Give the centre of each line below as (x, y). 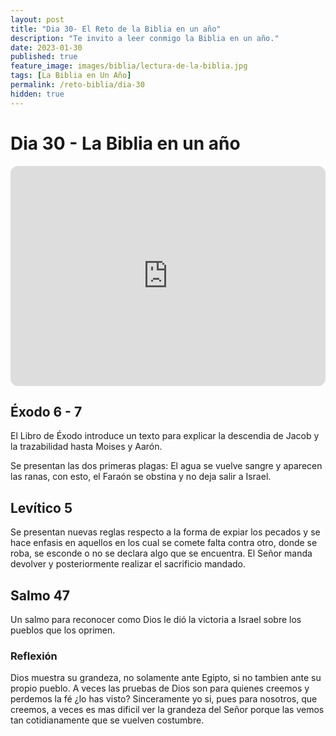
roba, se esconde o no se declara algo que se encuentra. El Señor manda (161, 553)
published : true (44, 57)
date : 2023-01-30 (46, 47)
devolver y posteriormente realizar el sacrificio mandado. (128, 564)
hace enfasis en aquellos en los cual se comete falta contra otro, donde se (164, 543)
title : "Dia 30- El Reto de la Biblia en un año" (116, 29)
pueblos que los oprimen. (63, 630)
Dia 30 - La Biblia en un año (125, 143)
